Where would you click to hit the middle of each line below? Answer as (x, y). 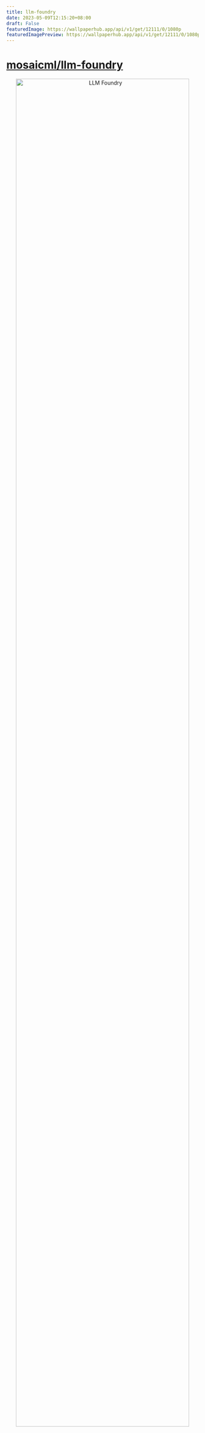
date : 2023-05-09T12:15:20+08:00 (49, 18)
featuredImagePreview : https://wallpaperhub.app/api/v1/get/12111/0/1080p (103, 35)
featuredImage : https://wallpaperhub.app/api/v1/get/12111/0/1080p (94, 29)
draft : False (23, 23)
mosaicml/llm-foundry (65, 65)
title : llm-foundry (31, 12)
